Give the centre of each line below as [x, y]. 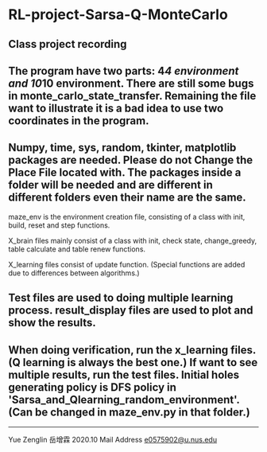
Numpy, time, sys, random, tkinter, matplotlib [122, 148]
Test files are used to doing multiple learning [121, 298]
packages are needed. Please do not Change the [131, 160]
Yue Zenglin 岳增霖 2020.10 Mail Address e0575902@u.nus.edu [112, 439]
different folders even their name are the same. [127, 198]
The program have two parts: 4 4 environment [124, 70]
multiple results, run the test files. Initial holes [124, 374]
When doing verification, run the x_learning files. [132, 350]
